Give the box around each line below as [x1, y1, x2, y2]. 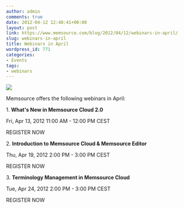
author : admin [6, 8, 41, 15]
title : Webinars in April [6, 41, 69, 47]
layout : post [6, 24, 38, 31]
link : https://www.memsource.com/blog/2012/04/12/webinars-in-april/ [6, 30, 179, 36]
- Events [6, 57, 27, 63]
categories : [6, 52, 35, 58]
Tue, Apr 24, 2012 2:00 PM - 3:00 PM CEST [6, 185, 111, 192]
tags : [6, 62, 19, 69]
